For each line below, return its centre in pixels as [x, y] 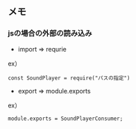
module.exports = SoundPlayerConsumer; [66, 119]
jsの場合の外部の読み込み [50, 33]
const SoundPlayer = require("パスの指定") [69, 78]
